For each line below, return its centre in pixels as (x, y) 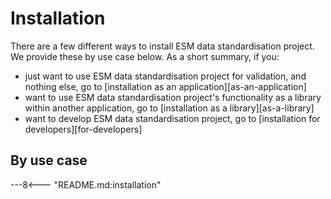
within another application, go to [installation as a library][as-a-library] (169, 108)
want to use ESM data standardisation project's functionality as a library (173, 97)
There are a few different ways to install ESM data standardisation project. (162, 46)
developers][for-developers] (83, 129)
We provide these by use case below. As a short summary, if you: (145, 56)
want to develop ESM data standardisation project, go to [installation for (172, 118)
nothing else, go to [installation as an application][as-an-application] (165, 86)
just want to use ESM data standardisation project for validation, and (165, 76)
